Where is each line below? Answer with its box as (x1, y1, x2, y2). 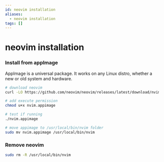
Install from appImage (5, 59, 59, 66)
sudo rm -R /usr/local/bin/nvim (5, 153, 71, 158)
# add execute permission (5, 98, 58, 103)
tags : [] (5, 21, 23, 26)
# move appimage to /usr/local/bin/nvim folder (5, 125, 104, 130)
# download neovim (5, 85, 42, 90)
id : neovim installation (5, 7, 56, 12)
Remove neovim (5, 141, 44, 148)
